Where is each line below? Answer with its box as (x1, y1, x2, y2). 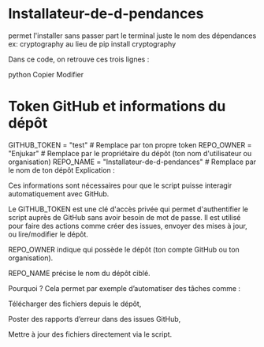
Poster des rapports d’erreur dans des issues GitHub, (8, 314, 181, 323)
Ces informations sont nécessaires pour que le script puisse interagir (8, 181, 232, 190)
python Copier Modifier (8, 69, 84, 79)
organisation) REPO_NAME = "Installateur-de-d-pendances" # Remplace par (8, 157, 257, 166)
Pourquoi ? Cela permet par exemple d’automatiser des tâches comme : (8, 283, 241, 293)
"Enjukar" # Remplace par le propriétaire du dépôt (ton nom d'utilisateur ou (8, 148, 252, 158)
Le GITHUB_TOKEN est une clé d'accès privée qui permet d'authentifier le (8, 204, 249, 214)
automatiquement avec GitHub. (8, 188, 110, 198)
